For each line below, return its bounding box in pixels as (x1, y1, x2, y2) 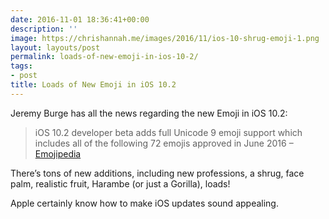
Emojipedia (34, 147, 82, 160)
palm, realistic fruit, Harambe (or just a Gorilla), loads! (10, 177, 231, 190)
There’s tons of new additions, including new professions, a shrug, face (10, 167, 305, 179)
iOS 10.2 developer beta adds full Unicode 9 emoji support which (34, 126, 303, 138)
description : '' (10, 24, 78, 34)
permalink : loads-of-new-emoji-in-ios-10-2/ (10, 52, 199, 62)
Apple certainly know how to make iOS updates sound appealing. (10, 197, 279, 209)
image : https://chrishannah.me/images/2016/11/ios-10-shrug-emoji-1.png (10, 33, 320, 43)
